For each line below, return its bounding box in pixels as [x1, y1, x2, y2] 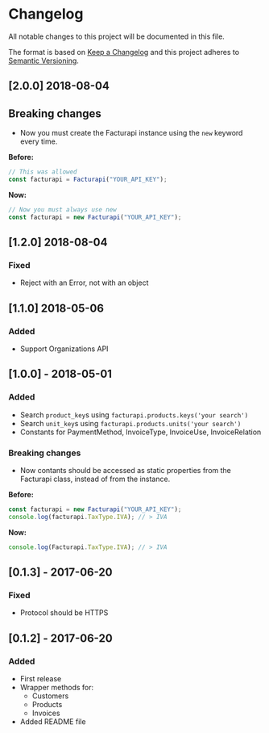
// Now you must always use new [8, 205, 117, 214]
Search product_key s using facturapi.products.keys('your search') [19, 409, 249, 420]
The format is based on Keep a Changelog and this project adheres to [8, 47, 240, 57]
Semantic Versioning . [8, 56, 79, 65]
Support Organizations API [19, 344, 109, 354]
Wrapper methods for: [19, 683, 94, 692]
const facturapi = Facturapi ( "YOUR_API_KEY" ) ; [8, 175, 168, 184]
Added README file [19, 717, 86, 727]
